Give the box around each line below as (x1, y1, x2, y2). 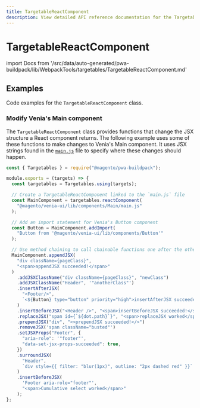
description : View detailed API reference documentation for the (6, 14, 171, 20)
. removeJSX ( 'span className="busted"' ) (17, 324, 116, 330)
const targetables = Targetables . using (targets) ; (11, 181, 137, 187)
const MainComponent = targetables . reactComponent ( (11, 198, 143, 204)
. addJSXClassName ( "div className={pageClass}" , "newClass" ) (17, 274, 169, 281)
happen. (6, 153, 27, 160)
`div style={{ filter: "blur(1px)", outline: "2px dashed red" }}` (21, 363, 193, 369)
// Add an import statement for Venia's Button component (11, 219, 159, 225)
